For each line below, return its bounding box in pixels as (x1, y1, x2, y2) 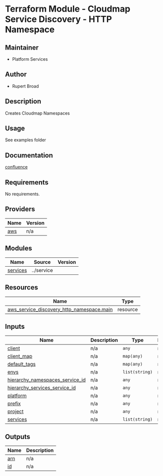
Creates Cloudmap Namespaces (5, 110, 70, 116)
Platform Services (12, 56, 48, 62)
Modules (5, 244, 33, 253)
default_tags (7, 361, 36, 368)
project (7, 408, 24, 415)
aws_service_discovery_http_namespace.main (7, 306, 113, 313)
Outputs (5, 432, 31, 441)
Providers (5, 205, 35, 213)
